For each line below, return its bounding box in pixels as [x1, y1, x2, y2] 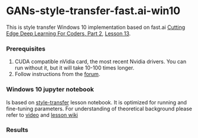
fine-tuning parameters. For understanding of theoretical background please [6, 105, 193, 112]
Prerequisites [6, 44, 46, 52]
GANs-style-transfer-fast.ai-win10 [6, 4, 181, 18]
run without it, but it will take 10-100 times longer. [14, 64, 135, 71]
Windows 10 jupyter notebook [6, 86, 95, 94]
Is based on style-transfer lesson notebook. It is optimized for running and [6, 98, 187, 106]
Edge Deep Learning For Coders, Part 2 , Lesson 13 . [6, 29, 131, 37]
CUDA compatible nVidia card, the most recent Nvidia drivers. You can [14, 58, 187, 65]
